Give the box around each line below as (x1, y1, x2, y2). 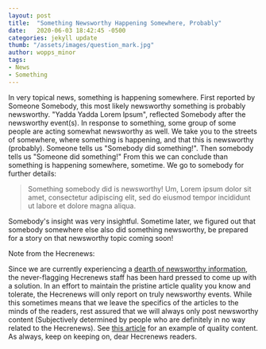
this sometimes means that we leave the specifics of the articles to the (8, 297, 239, 307)
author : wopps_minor (8, 48, 77, 56)
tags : (8, 56, 26, 64)
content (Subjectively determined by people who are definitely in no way (8, 315, 246, 324)
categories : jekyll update (8, 33, 98, 42)
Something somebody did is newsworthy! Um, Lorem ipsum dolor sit (27, 184, 252, 193)
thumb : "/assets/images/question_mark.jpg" (8, 41, 155, 49)
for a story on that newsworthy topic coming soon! (8, 233, 174, 242)
